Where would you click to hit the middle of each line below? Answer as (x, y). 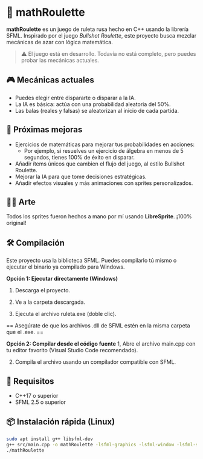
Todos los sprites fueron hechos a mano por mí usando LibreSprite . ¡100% (99, 216)
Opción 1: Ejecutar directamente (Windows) (62, 279)
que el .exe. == (25, 332)
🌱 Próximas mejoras (44, 130)
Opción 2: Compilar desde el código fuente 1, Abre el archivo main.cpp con (101, 344)
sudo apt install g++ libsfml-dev (50, 439)
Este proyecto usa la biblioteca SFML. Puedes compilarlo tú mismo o (92, 261)
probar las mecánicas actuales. (60, 60)
